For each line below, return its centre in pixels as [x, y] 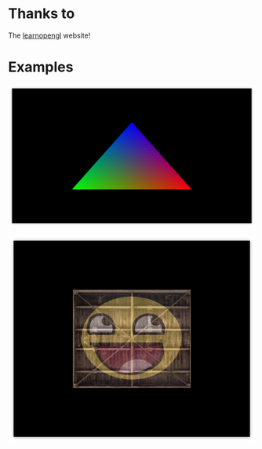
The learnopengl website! [49, 35]
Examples [41, 67]
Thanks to [42, 14]
